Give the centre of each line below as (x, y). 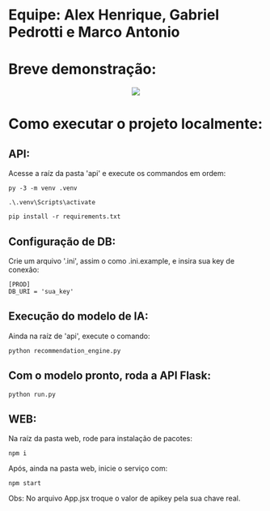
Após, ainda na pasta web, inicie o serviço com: (88, 469)
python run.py (32, 394)
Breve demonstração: (82, 69)
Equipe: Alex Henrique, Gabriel (114, 15)
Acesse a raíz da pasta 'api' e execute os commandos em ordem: (117, 174)
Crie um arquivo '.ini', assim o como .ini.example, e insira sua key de (122, 260)
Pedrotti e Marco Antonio (94, 32)
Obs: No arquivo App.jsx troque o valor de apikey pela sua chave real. (124, 498)
